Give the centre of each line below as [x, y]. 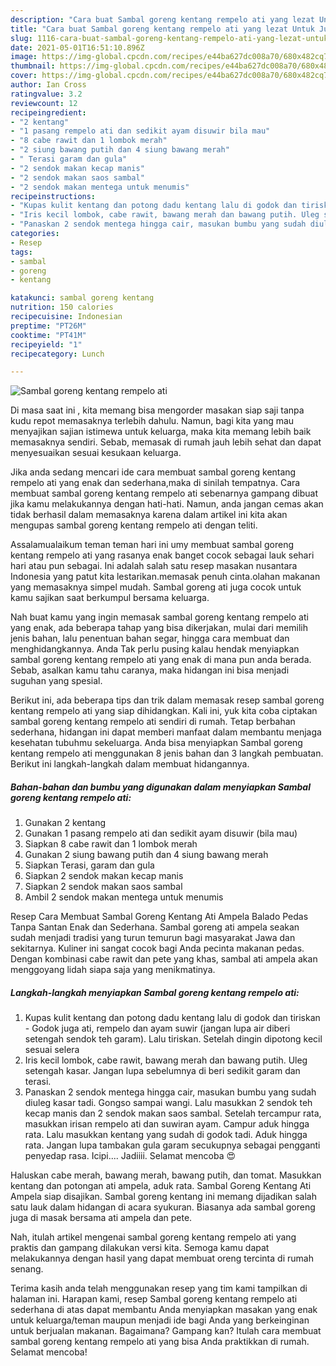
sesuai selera [52, 1050]
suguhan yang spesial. [56, 681]
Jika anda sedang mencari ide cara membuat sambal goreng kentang [153, 472]
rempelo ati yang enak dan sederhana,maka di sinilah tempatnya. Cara [155, 483]
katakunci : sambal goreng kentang [82, 298]
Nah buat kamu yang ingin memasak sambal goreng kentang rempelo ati [159, 617]
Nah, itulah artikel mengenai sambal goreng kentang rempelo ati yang [153, 1237]
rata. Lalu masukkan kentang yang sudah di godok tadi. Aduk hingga [166, 1135]
